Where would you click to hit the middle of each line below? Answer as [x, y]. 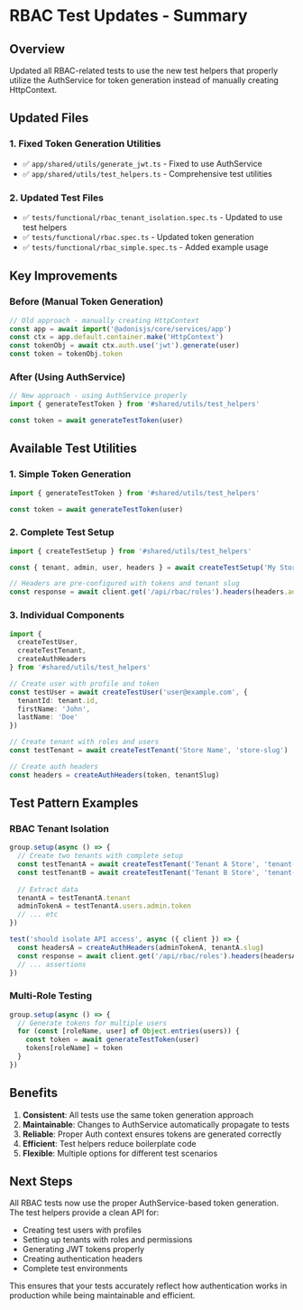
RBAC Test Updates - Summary [129, 16]
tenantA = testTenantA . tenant [74, 898]
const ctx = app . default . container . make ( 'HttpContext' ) [116, 337]
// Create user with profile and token [84, 683]
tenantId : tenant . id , [58, 700]
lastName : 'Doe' [48, 717]
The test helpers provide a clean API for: [84, 1213]
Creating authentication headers [82, 1259]
